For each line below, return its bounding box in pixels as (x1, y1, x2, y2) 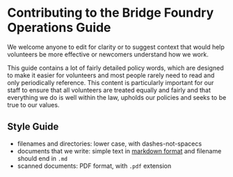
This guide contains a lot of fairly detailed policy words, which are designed (7, 63, 224, 72)
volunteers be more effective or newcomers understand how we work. (7, 50, 209, 59)
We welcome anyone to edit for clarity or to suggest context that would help (7, 43, 225, 51)
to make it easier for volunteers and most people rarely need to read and (7, 71, 215, 79)
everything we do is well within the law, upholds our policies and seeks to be (7, 93, 227, 102)
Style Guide (7, 121, 59, 133)
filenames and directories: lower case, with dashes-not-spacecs (17, 139, 202, 148)
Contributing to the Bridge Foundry (7, 5, 214, 21)
